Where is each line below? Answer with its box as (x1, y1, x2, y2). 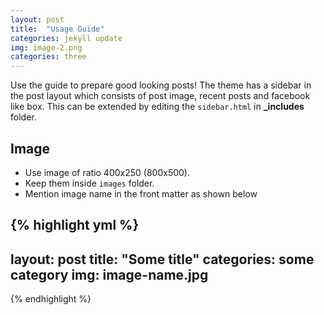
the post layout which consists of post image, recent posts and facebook (10, 90, 311, 102)
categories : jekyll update (10, 33, 123, 43)
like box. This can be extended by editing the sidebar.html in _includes (10, 101, 305, 113)
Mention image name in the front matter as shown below (24, 187, 258, 200)
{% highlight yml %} (10, 217, 140, 234)
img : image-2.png (10, 42, 83, 53)
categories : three (10, 52, 87, 62)
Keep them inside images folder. (24, 177, 155, 189)
